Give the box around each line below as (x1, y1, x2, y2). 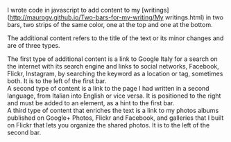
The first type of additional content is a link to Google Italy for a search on (7, 55, 219, 63)
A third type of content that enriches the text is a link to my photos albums (7, 107, 219, 114)
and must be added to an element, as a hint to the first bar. (7, 99, 175, 107)
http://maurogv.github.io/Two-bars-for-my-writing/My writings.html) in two (9, 13, 224, 21)
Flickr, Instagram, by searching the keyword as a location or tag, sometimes (7, 69, 223, 78)
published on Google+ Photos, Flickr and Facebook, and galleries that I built (7, 114, 224, 122)
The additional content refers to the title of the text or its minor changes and (7, 34, 224, 42)
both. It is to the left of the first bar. (7, 77, 107, 85)
